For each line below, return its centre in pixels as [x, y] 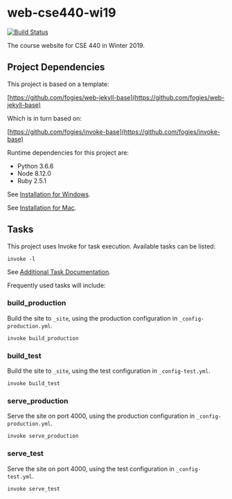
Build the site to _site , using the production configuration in [92, 318]
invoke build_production [43, 338]
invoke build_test [34, 384]
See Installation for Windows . [49, 194]
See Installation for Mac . [42, 208]
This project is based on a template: [58, 84]
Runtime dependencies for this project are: [68, 152]
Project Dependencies [56, 67]
